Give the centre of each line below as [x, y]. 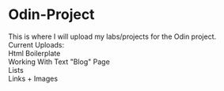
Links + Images [33, 78]
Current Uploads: [36, 44]
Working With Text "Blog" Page [59, 62]
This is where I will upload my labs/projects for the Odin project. [112, 36]
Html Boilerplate [34, 53]
